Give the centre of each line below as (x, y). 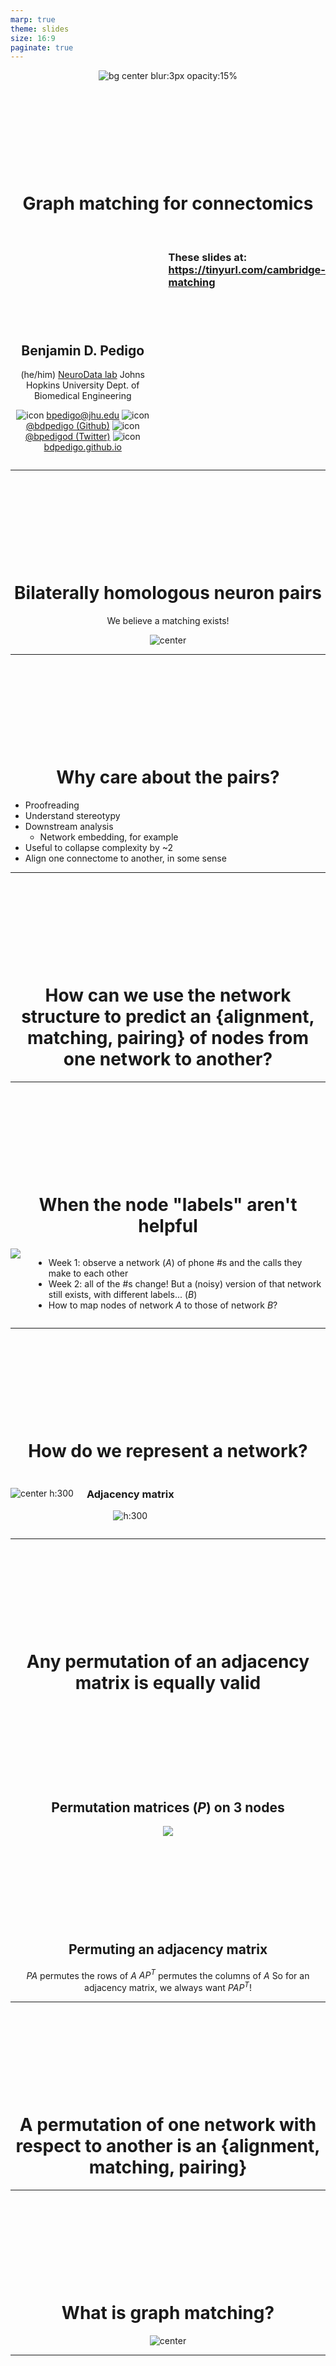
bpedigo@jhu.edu (83, 415)
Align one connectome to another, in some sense (125, 858)
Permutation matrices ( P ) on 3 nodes (168, 1807)
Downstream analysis (69, 826)
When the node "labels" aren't (168, 1205)
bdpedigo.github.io (82, 447)
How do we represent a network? (168, 1450)
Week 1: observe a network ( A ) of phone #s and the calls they (175, 1262)
